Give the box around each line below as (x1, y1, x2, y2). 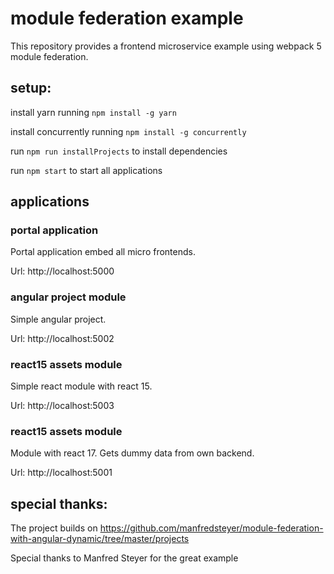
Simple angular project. (10, 313, 107, 325)
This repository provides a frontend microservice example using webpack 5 (10, 40, 322, 52)
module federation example (10, 7, 244, 30)
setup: (10, 80, 52, 97)
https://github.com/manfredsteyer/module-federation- (99, 522, 324, 534)
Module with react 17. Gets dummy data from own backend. (10, 447, 255, 459)
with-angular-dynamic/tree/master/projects (10, 533, 190, 545)
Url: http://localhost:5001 (10, 467, 113, 479)
